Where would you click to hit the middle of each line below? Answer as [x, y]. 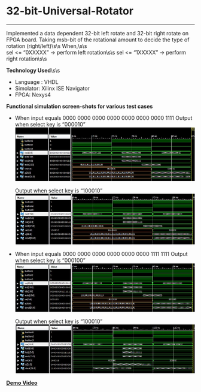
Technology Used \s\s [33, 70]
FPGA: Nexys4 [33, 95]
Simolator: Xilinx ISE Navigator [52, 88]
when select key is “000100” [50, 260]
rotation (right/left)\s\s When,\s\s [47, 46]
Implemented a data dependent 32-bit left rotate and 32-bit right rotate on [98, 33]
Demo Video [22, 382]
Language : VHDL [36, 82]
